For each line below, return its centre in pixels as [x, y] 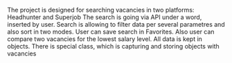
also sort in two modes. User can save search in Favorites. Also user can [111, 32]
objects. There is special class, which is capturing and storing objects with [113, 46]
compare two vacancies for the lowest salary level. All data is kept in [105, 39]
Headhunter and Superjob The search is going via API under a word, [105, 17]
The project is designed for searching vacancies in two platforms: [101, 10]
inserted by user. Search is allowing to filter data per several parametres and [116, 24]
